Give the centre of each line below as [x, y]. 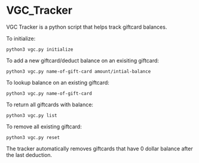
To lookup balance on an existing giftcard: [58, 82]
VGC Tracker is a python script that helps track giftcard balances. [87, 27]
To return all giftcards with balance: [50, 104]
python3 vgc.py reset [33, 137]
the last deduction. [29, 155]
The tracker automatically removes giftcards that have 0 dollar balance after [99, 148]
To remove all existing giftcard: [44, 127]
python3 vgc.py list [32, 115]
